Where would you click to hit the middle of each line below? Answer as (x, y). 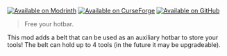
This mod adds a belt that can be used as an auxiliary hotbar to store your (113, 37)
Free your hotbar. (49, 24)
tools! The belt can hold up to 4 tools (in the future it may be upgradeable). (114, 45)
